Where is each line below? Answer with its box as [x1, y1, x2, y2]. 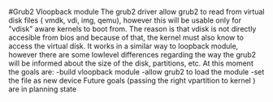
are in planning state [8, 84, 77, 94]
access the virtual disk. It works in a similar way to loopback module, [8, 41, 239, 51]
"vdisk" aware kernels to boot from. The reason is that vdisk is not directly [8, 24, 257, 33]
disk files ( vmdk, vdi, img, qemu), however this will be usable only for [8, 15, 242, 25]
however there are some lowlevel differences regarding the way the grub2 [8, 50, 257, 59]
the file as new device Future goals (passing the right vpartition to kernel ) [8, 76, 256, 85]
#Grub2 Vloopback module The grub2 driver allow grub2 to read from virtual [8, 7, 265, 16]
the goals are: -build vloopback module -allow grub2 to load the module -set [8, 67, 265, 76]
